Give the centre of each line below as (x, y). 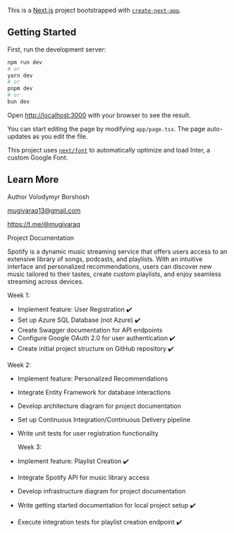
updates (19, 136)
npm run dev (25, 62)
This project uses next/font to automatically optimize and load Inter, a (109, 150)
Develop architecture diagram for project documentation (99, 406)
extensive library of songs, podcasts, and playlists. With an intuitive (105, 259)
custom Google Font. (38, 157)
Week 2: (19, 365)
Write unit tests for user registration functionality (88, 433)
